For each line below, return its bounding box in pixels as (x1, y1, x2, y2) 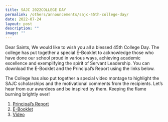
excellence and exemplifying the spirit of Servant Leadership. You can (5, 60, 150, 66)
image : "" (5, 30, 26, 35)
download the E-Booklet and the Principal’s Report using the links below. (5, 65, 155, 71)
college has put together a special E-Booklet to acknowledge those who (5, 49, 154, 55)
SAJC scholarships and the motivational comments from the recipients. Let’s (5, 80, 163, 86)
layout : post (5, 21, 33, 26)
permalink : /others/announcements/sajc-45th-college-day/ (5, 12, 129, 17)
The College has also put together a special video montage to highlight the (5, 75, 159, 81)
